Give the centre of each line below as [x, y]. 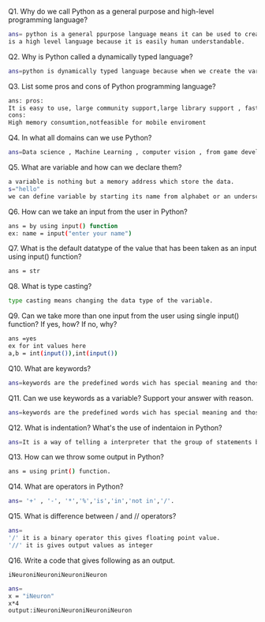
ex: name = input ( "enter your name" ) [70, 233]
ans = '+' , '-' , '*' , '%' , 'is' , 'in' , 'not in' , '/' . [91, 501]
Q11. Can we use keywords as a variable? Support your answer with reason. [131, 398]
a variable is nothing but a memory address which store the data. [121, 182]
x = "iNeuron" [32, 596]
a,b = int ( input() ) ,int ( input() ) [63, 353]
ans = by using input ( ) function [63, 226]
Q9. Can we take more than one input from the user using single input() [124, 316]
